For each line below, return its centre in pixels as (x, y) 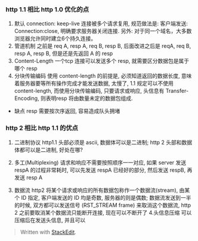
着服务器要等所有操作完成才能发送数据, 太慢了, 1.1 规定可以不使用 (94, 83)
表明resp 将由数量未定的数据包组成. (89, 98)
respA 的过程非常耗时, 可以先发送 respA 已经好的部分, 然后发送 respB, (100, 170)
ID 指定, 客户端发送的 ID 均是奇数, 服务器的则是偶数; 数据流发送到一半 (106, 197)
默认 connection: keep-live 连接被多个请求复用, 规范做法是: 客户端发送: (101, 24)
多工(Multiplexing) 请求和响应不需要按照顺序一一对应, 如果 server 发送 (100, 162)
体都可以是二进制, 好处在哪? (48, 150)
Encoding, (27, 98)
